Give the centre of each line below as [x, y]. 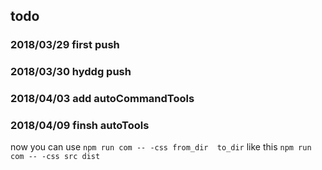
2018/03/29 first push [65, 45]
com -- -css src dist [55, 157]
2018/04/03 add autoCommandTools [102, 99]
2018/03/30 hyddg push [71, 72]
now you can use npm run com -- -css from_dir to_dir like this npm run [161, 147]
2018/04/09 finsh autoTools [80, 126]
